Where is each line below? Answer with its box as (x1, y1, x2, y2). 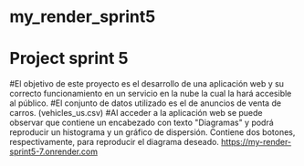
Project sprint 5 (9, 48, 129, 69)
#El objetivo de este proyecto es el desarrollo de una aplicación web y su (9, 78, 285, 89)
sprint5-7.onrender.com (9, 146, 99, 157)
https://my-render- (220, 137, 292, 148)
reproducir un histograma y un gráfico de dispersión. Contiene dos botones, (9, 127, 296, 138)
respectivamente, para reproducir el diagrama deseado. (9, 137, 219, 148)
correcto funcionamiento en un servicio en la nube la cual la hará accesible (9, 88, 292, 99)
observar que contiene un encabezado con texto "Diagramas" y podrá (9, 117, 274, 129)
